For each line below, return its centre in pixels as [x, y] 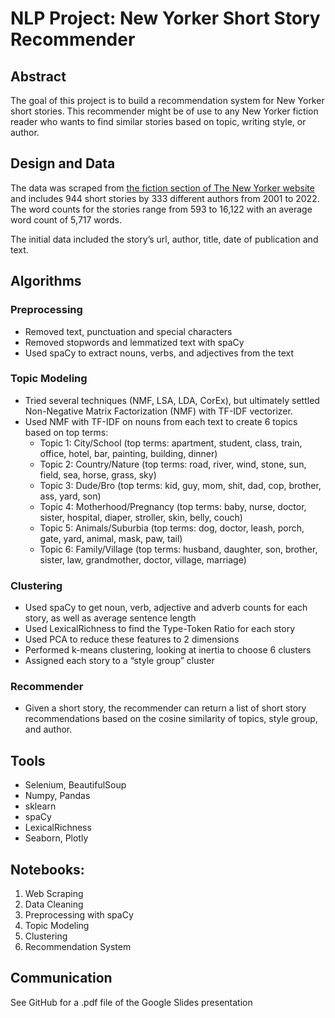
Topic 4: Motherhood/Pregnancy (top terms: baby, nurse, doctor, [173, 506]
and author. [48, 729]
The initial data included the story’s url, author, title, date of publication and [164, 239]
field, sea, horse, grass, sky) [98, 474]
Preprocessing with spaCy [79, 915]
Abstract [38, 76]
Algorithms [46, 281]
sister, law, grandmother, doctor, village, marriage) [143, 559]
